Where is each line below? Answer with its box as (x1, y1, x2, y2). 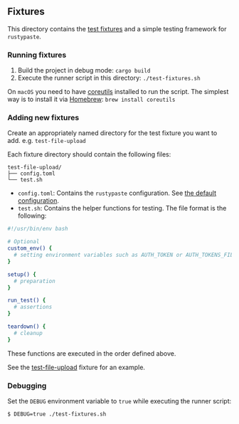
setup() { (7, 270, 37, 278)
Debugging (7, 381, 47, 391)
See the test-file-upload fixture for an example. (7, 363, 146, 371)
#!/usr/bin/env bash (7, 226, 69, 233)
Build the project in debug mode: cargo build (17, 66, 151, 75)
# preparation (14, 277, 55, 285)
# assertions (14, 304, 53, 311)
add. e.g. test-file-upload (7, 137, 87, 145)
